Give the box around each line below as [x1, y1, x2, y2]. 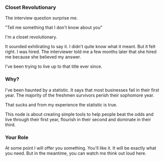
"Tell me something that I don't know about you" [5, 25, 103, 30]
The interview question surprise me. [5, 15, 78, 21]
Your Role [5, 134, 28, 141]
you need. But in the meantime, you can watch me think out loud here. [5, 150, 147, 156]
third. [5, 122, 16, 128]
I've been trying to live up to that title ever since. [5, 63, 103, 70]
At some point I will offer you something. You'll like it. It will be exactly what [5, 145, 157, 151]
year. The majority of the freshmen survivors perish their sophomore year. [5, 92, 154, 98]
